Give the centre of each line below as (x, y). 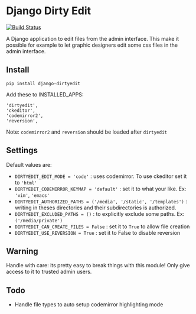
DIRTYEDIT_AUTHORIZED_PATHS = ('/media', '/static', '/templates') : (101, 201)
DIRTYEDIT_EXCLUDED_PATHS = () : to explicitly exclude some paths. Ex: (99, 213)
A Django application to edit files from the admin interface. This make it (92, 38)
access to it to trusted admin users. (49, 272)
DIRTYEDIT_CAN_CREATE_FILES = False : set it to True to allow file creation (102, 226)
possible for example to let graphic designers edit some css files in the (92, 45)
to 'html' (26, 182)
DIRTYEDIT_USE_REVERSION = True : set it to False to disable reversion (97, 232)
